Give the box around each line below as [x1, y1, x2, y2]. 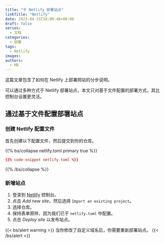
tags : [5, 44, 16, 49]
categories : [5, 35, 30, 40]
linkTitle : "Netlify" [5, 12, 50, 17]
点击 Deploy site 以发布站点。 [12, 216, 73, 222]
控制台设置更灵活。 [5, 94, 45, 100]
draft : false [5, 21, 32, 26]
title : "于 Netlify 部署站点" [5, 7, 64, 12]
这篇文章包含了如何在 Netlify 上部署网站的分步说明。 [5, 77, 112, 83]
